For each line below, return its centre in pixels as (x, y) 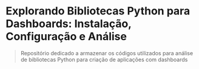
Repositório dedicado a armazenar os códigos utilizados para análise (107, 53)
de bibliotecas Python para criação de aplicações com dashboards (104, 59)
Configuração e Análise (66, 37)
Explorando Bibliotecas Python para (98, 11)
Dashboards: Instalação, (69, 24)
